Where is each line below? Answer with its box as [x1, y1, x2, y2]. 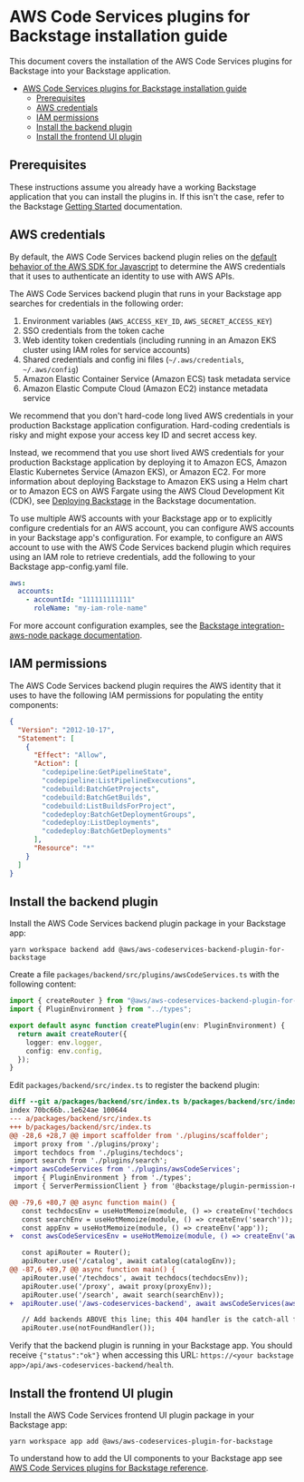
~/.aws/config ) [22, 363, 79, 374]
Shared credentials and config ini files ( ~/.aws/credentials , [22, 354, 244, 365]
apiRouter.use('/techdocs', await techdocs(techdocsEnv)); [21, 1273, 249, 1282]
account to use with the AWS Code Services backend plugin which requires [9, 542, 291, 553]
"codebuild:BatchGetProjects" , [42, 784, 160, 793]
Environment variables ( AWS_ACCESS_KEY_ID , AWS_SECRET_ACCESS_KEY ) [22, 315, 273, 326]
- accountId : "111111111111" [25, 595, 136, 604]
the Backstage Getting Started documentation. [9, 201, 183, 211]
